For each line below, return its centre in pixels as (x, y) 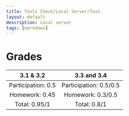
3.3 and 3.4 (90, 76)
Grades (24, 57)
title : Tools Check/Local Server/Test (53, 11)
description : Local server (39, 22)
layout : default (26, 17)
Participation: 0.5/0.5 (91, 86)
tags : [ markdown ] (27, 28)
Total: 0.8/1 (91, 104)
